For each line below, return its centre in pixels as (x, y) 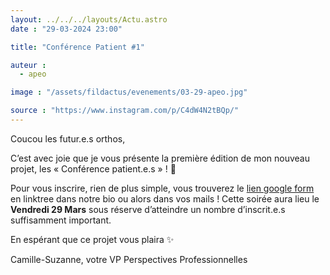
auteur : (28, 65)
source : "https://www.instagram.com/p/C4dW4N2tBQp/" (125, 111)
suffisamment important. (61, 220)
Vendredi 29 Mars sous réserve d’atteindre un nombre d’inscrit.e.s (148, 209)
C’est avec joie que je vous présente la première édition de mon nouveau (160, 158)
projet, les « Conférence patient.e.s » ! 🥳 (93, 168)
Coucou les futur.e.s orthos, (68, 138)
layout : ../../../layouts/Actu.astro (89, 19)
